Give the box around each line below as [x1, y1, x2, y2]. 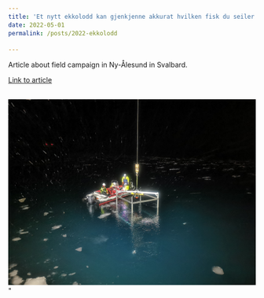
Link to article [8, 75, 53, 85]
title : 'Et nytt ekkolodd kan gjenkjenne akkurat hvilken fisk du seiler [8, 13, 255, 20]
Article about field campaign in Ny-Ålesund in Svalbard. [8, 60, 188, 70]
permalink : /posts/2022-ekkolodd [8, 29, 118, 37]
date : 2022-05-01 [8, 20, 65, 29]
